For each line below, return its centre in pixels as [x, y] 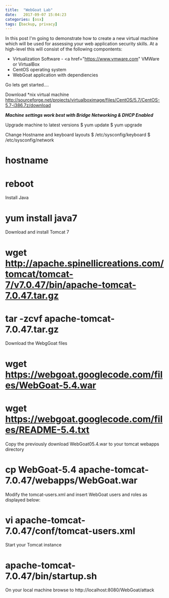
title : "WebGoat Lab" [29, 10]
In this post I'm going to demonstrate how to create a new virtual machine [82, 38]
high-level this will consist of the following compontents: [64, 49]
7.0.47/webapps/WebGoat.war [71, 480]
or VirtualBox [26, 64]
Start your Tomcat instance [34, 545]
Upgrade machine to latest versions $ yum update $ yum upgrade [74, 125]
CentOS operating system [39, 70]
